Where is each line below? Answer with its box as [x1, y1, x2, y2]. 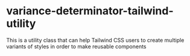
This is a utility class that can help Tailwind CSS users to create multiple [6, 36, 185, 43]
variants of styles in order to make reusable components [6, 43, 147, 50]
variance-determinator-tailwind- [6, 4, 174, 18]
